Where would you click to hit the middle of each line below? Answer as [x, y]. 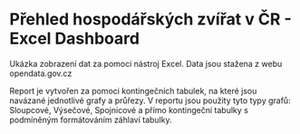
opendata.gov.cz [41, 73]
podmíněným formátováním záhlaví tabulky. [91, 120]
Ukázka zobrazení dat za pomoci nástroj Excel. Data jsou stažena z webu [146, 63]
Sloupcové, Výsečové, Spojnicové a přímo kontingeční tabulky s [129, 110]
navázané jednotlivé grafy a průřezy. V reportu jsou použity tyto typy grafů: [150, 100]
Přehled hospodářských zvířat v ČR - [150, 19]
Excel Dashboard [75, 38]
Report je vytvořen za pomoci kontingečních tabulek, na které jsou [133, 91]
